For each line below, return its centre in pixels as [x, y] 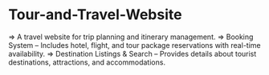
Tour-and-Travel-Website [95, 15]
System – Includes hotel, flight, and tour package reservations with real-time [134, 45]
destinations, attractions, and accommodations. [87, 62]
